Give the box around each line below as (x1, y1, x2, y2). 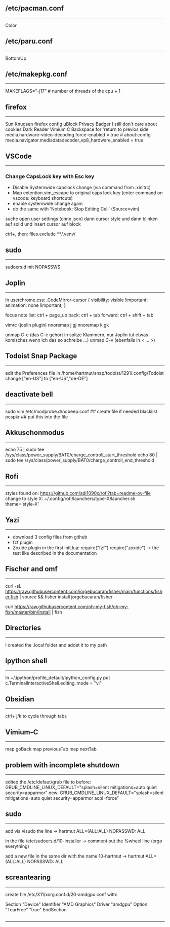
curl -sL (5, 583, 22, 589)
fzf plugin (12, 540, 33, 546)
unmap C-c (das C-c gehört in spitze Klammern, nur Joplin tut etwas (5, 332, 148, 338)
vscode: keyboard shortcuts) (12, 195, 73, 201)
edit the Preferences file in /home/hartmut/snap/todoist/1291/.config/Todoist (5, 370, 164, 376)
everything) (5, 843, 29, 849)
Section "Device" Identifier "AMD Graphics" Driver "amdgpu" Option (5, 901, 148, 907)
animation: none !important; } (5, 302, 66, 308)
